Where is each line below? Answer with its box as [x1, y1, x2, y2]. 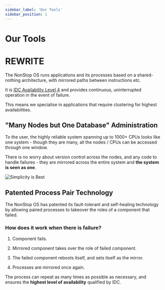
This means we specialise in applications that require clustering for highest [5, 102, 157, 108]
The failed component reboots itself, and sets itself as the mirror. [12, 254, 144, 260]
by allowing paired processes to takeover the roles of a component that [5, 207, 150, 213]
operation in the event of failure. [5, 92, 70, 98]
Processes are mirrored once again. [12, 264, 85, 270]
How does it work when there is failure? [5, 224, 102, 231]
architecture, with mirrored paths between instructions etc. [21, 77, 141, 83]
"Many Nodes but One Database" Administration [5, 121, 158, 130]
